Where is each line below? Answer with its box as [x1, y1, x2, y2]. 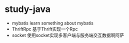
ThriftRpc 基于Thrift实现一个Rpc [11, 26, 78, 32]
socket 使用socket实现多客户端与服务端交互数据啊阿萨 [11, 32, 124, 38]
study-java [4, 3, 51, 15]
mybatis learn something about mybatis [11, 20, 93, 26]
